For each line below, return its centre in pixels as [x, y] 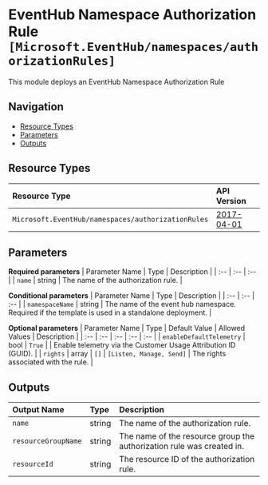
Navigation [36, 107]
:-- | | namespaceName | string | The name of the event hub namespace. [122, 304]
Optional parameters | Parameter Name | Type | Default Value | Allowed [127, 328]
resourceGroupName [47, 441]
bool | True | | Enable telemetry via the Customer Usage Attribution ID [122, 345]
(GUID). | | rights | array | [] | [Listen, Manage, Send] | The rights [117, 354]
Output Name [38, 410]
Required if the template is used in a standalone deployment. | [110, 312]
